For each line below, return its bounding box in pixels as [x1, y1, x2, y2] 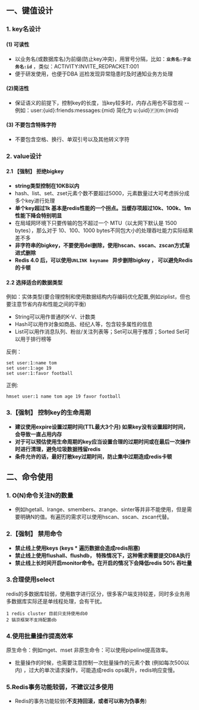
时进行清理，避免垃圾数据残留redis [14, 445, 101, 452]
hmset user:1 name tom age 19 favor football [6, 393, 121, 400]
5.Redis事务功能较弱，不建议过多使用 [6, 683, 114, 692]
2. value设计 [6, 152, 42, 160]
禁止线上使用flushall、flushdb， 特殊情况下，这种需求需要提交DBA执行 [14, 552, 191, 559]
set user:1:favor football [6, 371, 73, 377]
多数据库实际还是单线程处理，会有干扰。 [6, 598, 105, 605]
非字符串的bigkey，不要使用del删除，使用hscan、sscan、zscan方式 [14, 242, 185, 249]
